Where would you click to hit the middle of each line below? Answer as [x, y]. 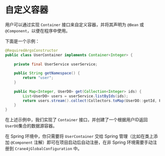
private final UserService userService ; [56, 64]
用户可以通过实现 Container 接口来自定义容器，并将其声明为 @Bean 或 [74, 25]
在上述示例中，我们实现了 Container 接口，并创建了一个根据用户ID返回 [77, 120]
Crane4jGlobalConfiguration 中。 [48, 149]
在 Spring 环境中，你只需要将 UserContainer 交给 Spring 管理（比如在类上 [79, 136]
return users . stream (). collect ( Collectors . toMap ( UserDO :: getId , [90, 101]
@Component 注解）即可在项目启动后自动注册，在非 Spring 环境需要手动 [82, 142]
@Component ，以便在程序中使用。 [38, 30]
